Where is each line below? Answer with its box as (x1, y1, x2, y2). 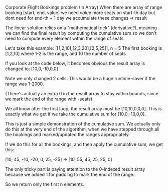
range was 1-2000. (5, 81, 44, 87)
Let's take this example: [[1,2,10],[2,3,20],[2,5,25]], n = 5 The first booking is (5, 45, 162, 51)
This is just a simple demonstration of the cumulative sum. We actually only (5, 121, 161, 126)
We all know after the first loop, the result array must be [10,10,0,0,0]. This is (5, 106, 162, 111)
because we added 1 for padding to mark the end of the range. (5, 171, 134, 177)
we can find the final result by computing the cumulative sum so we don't (5, 30, 157, 36)
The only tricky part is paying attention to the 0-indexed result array (5, 166, 145, 172)
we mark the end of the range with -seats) (5, 96, 93, 102)
